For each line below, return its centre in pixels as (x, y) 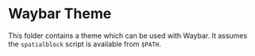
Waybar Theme (60, 14)
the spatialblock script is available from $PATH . (85, 43)
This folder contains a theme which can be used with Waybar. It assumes (128, 35)
